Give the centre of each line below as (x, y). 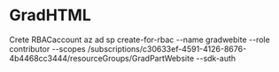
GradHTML (50, 15)
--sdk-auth (216, 58)
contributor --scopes (47, 48)
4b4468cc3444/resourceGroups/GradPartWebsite (102, 58)
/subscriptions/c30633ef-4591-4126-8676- (167, 48)
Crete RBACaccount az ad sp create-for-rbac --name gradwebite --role (139, 40)
